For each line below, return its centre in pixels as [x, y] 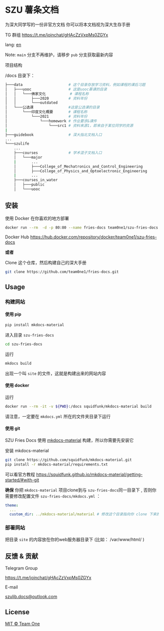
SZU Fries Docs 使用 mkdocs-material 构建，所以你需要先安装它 [70, 440]
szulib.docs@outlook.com [31, 597]
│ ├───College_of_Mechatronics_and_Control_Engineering [78, 167]
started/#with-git [22, 480]
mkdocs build [18, 363]
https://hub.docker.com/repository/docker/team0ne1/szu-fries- [93, 237]
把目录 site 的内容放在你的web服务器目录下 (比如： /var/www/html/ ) [75, 539]
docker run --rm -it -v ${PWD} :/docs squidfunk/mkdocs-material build [78, 406]
